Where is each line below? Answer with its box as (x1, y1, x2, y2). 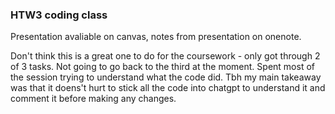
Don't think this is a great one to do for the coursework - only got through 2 (10, 50, 321, 62)
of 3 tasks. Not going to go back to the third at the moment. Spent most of (10, 61, 315, 73)
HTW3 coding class (10, 8, 108, 22)
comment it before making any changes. (10, 93, 177, 105)
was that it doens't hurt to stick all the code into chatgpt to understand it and (10, 82, 326, 94)
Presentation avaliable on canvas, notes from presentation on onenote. (10, 31, 302, 43)
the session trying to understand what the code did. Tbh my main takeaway (10, 71, 322, 83)
